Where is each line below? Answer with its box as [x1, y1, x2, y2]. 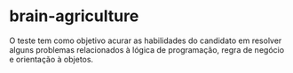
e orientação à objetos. [9, 54, 94, 64]
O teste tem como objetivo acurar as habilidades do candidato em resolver [9, 35, 282, 46]
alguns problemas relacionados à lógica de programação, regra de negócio [9, 44, 285, 55]
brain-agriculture [9, 6, 139, 26]
